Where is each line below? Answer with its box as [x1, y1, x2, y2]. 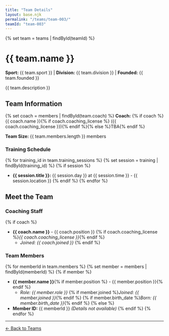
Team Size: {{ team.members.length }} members [5, 133, 107, 139]
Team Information [5, 99, 62, 108]
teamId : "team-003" [5, 21, 46, 27]
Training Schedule [5, 146, 51, 153]
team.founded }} [5, 75, 39, 81]
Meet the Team [5, 192, 53, 201]
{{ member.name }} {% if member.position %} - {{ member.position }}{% [12, 278, 163, 285]
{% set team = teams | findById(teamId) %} [5, 35, 95, 41]
